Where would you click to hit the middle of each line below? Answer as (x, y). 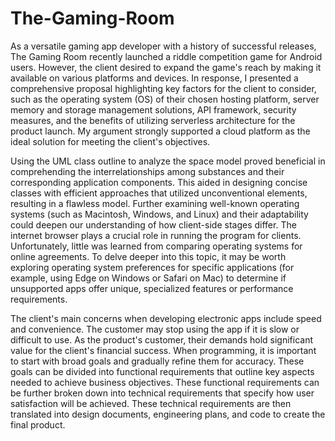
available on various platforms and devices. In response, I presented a (154, 78)
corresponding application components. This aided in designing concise (159, 182)
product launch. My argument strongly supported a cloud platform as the (160, 131)
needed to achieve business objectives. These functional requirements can (165, 382)
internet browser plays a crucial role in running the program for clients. (156, 235)
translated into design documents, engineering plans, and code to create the (168, 414)
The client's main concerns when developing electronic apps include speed (166, 318)
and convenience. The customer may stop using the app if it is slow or (155, 329)
